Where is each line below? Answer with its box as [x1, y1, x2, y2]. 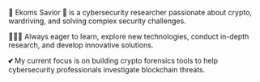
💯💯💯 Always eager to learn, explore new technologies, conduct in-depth [8, 32, 249, 41]
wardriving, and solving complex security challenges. [8, 16, 186, 26]
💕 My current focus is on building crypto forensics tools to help [8, 56, 219, 65]
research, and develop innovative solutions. [8, 40, 154, 50]
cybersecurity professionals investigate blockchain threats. [8, 65, 206, 74]
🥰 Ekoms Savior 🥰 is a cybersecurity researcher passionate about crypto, [8, 8, 253, 17]
